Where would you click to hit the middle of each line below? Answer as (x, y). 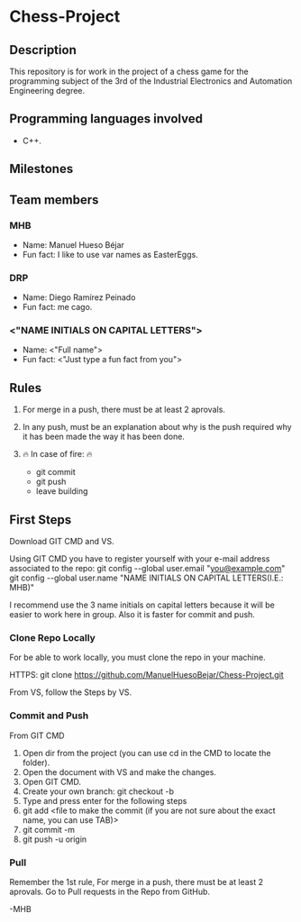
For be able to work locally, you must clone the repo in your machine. (137, 657)
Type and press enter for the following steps (105, 800)
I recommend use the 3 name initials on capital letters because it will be (142, 605)
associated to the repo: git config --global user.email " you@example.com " (147, 569)
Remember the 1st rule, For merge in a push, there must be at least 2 (137, 882)
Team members (54, 200)
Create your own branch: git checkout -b (98, 791)
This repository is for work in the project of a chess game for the (129, 71)
